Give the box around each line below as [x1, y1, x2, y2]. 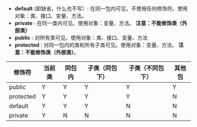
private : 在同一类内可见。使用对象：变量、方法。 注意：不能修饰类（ [14, 20, 182, 26]
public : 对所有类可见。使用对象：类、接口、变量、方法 [14, 34, 148, 41]
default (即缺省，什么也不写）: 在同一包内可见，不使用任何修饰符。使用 [14, 5, 188, 12]
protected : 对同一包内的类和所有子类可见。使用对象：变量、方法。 [14, 41, 178, 48]
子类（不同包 [128, 64, 164, 72]
